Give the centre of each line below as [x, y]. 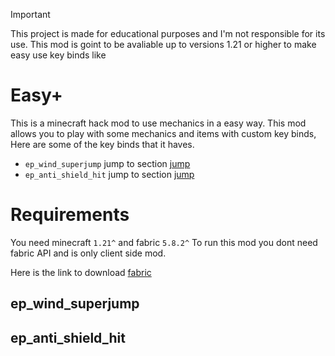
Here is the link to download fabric [81, 272]
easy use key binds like [58, 55]
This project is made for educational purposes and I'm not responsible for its [168, 33]
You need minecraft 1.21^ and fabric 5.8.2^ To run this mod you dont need [164, 242]
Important [30, 14]
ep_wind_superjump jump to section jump [107, 163]
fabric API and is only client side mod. [88, 253]
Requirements [70, 215]
